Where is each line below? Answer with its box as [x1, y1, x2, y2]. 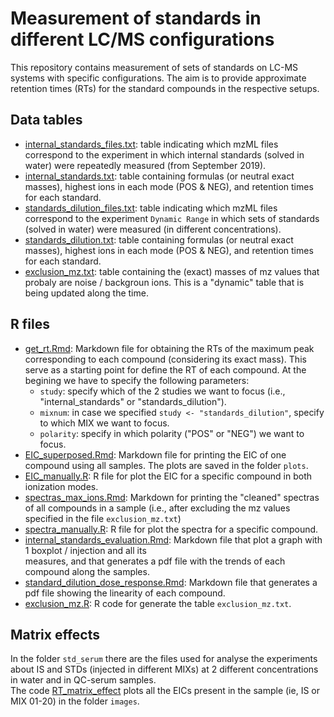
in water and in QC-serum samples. [10, 674, 157, 686]
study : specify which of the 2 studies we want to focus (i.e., [39, 385, 286, 397]
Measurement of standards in [10, 7, 262, 30]
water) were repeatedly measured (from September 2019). [24, 159, 267, 171]
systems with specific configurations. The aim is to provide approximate [10, 72, 307, 84]
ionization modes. [24, 480, 99, 492]
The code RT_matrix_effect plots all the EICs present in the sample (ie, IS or [10, 685, 320, 697]
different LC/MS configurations [10, 28, 275, 51]
